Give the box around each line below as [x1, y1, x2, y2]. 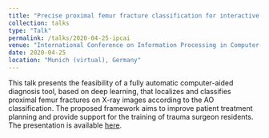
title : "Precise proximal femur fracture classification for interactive [8, 11, 260, 20]
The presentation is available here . [8, 120, 122, 130]
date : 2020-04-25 [8, 49, 66, 57]
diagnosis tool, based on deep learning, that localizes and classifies [8, 86, 231, 96]
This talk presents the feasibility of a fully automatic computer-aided [8, 77, 234, 88]
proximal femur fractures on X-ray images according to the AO [8, 95, 215, 104]
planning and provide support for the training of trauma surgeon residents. [8, 112, 254, 121]
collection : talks [8, 19, 70, 27]
